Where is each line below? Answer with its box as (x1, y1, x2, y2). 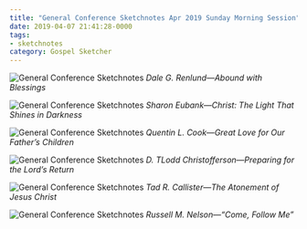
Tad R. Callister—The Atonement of (145, 182, 280, 193)
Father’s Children (9, 137, 75, 148)
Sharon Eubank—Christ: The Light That (145, 99, 294, 110)
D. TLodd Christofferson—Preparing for (145, 154, 295, 165)
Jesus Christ (9, 192, 58, 203)
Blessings (9, 82, 47, 93)
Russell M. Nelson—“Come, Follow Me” (145, 209, 294, 220)
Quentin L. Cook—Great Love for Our (145, 127, 285, 138)
